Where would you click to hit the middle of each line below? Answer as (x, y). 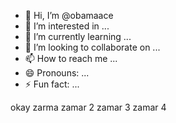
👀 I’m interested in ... (67, 26)
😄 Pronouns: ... (57, 73)
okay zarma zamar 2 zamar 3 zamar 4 (88, 107)
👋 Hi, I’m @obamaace (69, 15)
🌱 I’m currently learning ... (78, 36)
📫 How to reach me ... (71, 58)
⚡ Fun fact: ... (52, 84)
